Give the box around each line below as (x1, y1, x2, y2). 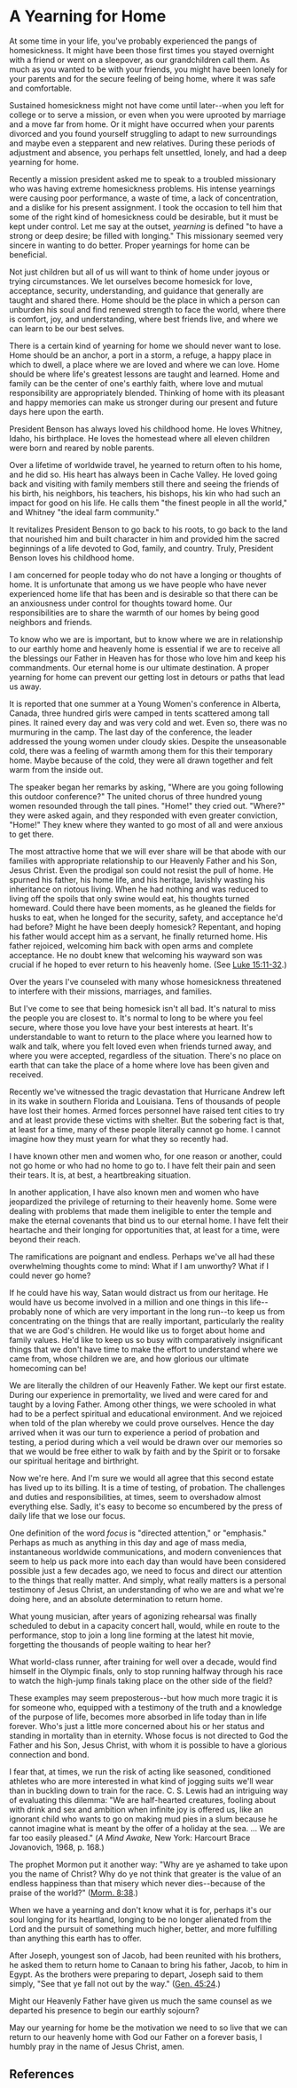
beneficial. (9, 249, 48, 259)
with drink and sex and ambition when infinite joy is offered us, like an (9, 1804, 263, 1814)
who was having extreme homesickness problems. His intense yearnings (9, 183, 276, 194)
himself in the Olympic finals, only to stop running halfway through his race (9, 1665, 284, 1676)
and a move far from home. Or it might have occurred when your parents (9, 118, 275, 130)
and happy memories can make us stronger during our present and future (9, 397, 278, 408)
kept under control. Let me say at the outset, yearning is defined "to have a (9, 220, 284, 232)
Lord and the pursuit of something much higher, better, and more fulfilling (9, 1923, 277, 1933)
